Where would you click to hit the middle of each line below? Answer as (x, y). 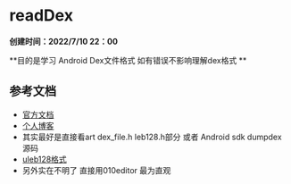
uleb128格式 (44, 159)
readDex (42, 16)
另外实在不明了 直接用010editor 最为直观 (96, 170)
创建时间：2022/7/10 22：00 (64, 41)
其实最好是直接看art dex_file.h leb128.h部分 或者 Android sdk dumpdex (152, 137)
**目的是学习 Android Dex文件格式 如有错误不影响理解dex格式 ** (128, 60)
